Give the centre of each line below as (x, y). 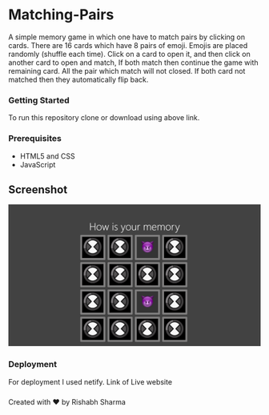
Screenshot (38, 189)
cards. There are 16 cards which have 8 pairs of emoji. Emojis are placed (128, 45)
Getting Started (39, 100)
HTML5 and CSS (47, 156)
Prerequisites (35, 139)
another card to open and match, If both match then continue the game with (133, 62)
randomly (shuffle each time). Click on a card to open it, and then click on (129, 54)
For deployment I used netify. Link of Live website (90, 381)
